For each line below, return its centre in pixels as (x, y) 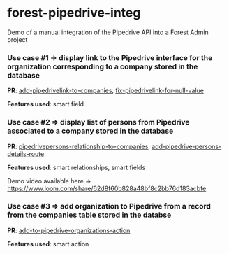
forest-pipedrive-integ (74, 13)
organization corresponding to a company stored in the (103, 66)
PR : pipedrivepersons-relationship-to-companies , (79, 146)
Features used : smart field (46, 104)
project (17, 39)
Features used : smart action (48, 244)
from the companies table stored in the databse (89, 215)
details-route (26, 154)
